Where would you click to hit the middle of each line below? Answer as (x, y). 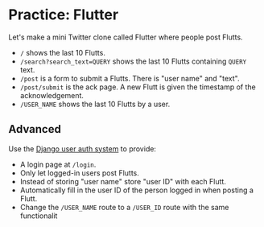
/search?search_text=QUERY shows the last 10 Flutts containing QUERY (133, 61)
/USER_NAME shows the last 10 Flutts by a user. (95, 104)
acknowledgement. (52, 95)
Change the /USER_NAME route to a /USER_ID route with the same (124, 207)
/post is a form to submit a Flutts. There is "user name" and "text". (130, 78)
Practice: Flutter (64, 15)
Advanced (35, 129)
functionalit (39, 216)
